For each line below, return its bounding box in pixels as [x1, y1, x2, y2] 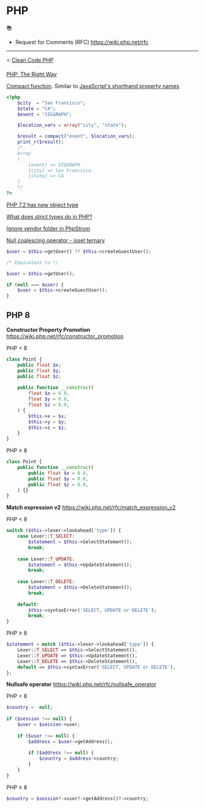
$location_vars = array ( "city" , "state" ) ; [17, 122, 127, 128]
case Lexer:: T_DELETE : [17, 579, 75, 585]
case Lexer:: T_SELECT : [17, 533, 75, 540]
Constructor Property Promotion [6, 326, 90, 333]
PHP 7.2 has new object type [6, 201, 79, 208]
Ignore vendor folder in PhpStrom [6, 224, 90, 232]
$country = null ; [6, 704, 53, 711]
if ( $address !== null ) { [28, 750, 95, 756]
